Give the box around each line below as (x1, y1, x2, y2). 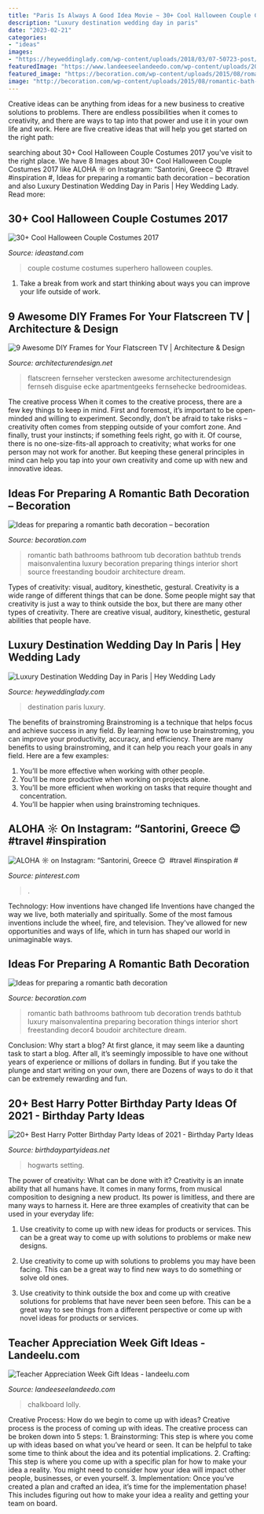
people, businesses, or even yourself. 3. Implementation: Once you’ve (8, 1474, 234, 1483)
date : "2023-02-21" (8, 26, 72, 34)
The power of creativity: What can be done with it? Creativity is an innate (8, 1176, 244, 1185)
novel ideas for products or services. (19, 1313, 139, 1323)
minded (8, 414, 33, 423)
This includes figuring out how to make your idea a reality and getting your (8, 1490, 250, 1499)
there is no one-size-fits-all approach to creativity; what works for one (8, 439, 236, 448)
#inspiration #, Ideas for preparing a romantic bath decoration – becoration (8, 172, 251, 182)
